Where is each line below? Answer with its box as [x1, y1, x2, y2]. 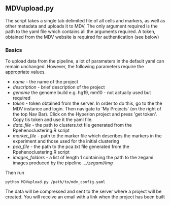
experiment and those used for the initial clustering [12, 138, 119, 144]
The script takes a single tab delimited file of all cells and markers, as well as [5, 17, 165, 23]
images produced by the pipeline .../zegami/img [12, 160, 113, 166]
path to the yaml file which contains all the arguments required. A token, [5, 28, 156, 35]
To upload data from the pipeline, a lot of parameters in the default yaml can [5, 58, 164, 64]
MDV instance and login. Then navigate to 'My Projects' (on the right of [12, 106, 161, 112]
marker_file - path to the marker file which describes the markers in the [12, 133, 162, 139]
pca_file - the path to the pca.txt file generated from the [12, 143, 129, 150]
